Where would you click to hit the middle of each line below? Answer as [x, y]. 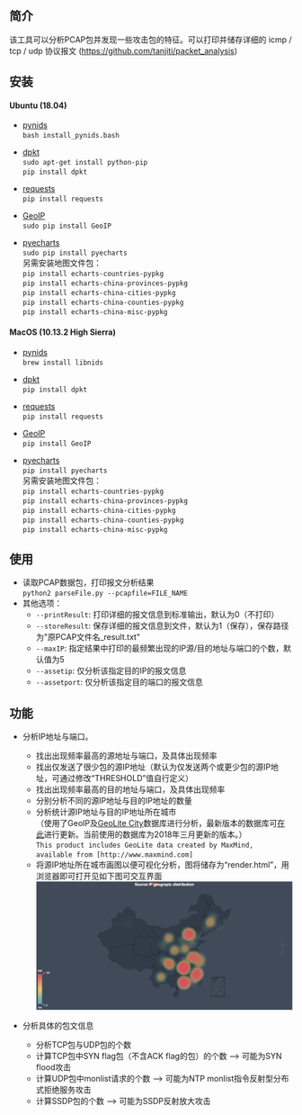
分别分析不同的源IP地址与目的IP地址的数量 [114, 801]
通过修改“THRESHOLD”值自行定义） [126, 778]
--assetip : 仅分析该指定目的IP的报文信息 [111, 671]
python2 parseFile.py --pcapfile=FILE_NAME [105, 593]
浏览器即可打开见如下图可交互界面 [99, 877]
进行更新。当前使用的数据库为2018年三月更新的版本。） [145, 834]
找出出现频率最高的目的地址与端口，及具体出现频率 [130, 789]
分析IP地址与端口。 [58, 737]
